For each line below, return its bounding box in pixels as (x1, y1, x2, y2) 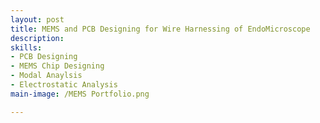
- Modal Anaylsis (10, 71, 83, 81)
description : (10, 33, 65, 43)
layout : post (10, 14, 65, 25)
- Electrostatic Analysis (10, 80, 118, 90)
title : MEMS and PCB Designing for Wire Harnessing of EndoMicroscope (10, 24, 311, 34)
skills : (10, 42, 43, 53)
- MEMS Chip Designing (10, 61, 105, 71)
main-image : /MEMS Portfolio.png (10, 89, 150, 99)
